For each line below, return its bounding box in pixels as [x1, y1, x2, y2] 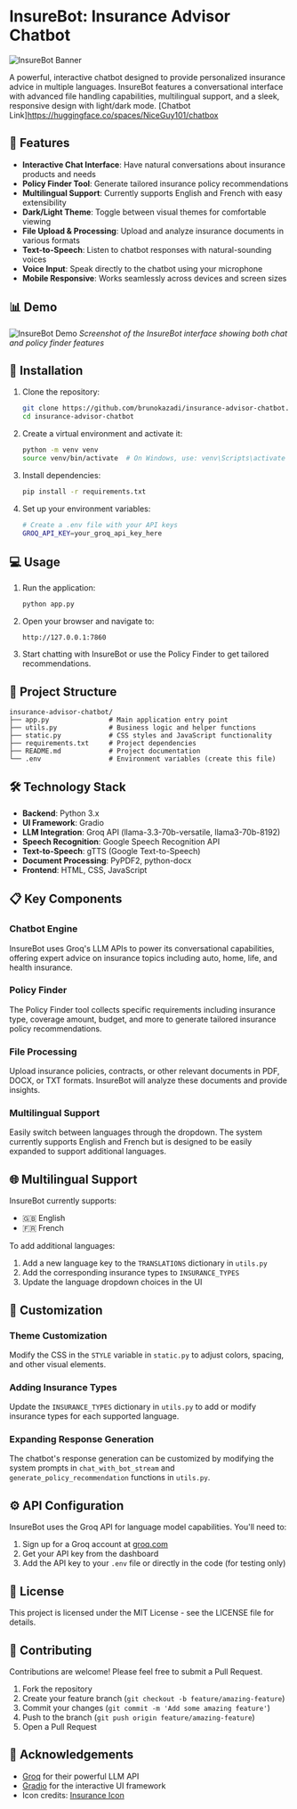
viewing [21, 216, 52, 226]
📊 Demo [9, 300, 58, 315]
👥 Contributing [9, 1642, 92, 1658]
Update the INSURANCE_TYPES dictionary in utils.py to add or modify [9, 1401, 256, 1413]
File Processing [9, 1045, 77, 1057]
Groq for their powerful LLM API [21, 1771, 140, 1781]
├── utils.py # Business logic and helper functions [9, 723, 256, 732]
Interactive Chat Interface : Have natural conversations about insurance [21, 159, 286, 170]
